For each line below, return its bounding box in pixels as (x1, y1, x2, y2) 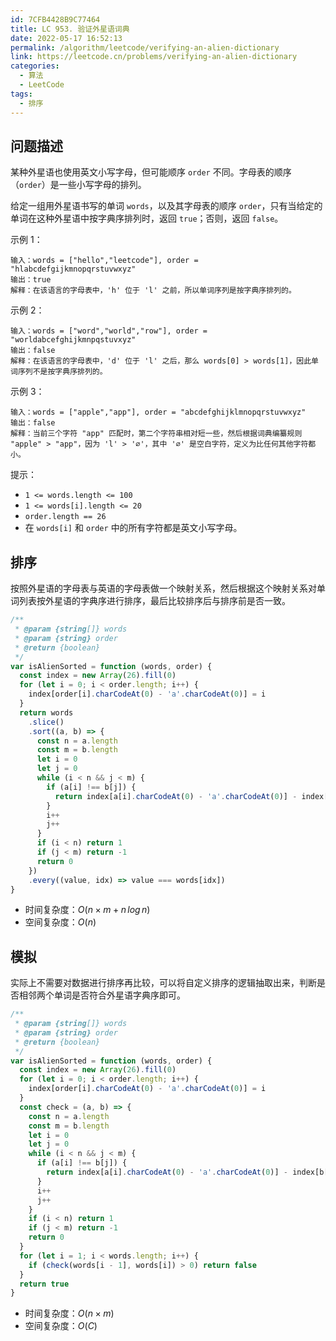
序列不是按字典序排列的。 (17, 367, 108, 377)
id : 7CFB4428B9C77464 (10, 14, 101, 25)
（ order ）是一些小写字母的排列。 (10, 179, 147, 191)
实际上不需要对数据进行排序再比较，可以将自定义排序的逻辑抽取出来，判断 (10, 977, 317, 989)
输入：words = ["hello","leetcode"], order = (10, 256, 199, 266)
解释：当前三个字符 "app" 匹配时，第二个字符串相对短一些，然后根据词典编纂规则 (10, 429, 303, 439)
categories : (10, 61, 60, 71)
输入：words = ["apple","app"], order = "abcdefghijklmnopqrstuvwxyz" (10, 407, 307, 418)
